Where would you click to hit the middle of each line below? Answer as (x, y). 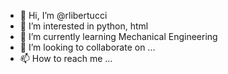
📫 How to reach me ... (66, 58)
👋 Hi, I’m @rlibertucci (63, 15)
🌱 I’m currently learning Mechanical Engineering (118, 36)
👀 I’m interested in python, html (84, 26)
